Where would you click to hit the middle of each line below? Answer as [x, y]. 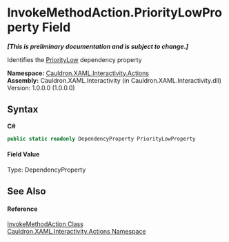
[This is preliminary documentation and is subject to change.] [98, 46]
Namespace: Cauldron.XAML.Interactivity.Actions [78, 73]
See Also [27, 191]
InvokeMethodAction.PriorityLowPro [115, 13]
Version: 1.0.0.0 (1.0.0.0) [41, 88]
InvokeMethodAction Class [46, 224]
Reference [22, 209]
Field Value [23, 154]
